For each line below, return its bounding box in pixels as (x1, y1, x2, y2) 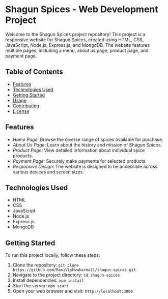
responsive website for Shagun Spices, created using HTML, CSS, (5, 37, 144, 43)
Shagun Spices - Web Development (5, 4, 159, 15)
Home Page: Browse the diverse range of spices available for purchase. (12, 136, 164, 142)
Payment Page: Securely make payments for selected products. (12, 158, 147, 164)
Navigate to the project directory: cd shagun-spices (12, 272, 120, 278)
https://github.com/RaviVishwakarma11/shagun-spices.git (12, 267, 136, 273)
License (12, 108, 30, 114)
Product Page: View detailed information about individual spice (12, 147, 145, 153)
